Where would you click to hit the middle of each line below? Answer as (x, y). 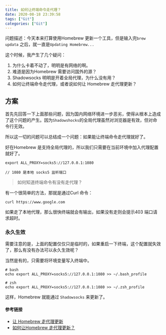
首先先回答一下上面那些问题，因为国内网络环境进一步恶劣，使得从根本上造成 (83, 114)
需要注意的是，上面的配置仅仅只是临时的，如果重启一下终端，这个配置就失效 (83, 244)
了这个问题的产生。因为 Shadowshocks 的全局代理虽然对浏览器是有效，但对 (79, 120)
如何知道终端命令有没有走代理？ (50, 182)
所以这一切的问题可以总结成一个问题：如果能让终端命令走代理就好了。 (77, 137)
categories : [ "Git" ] (26, 24)
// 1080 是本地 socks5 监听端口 (36, 173)
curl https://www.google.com (35, 202)
